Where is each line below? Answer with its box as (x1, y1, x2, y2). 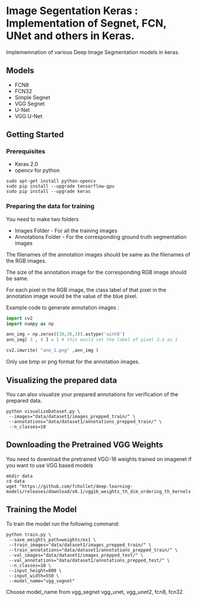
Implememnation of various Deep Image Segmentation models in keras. (6, 48, 180, 55)
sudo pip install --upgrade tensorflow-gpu (6, 184, 115, 190)
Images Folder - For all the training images (14, 227, 118, 234)
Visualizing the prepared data (6, 375, 117, 385)
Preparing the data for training (6, 202, 95, 210)
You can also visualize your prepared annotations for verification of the (6, 390, 179, 398)
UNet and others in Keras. (6, 29, 135, 42)
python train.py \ (6, 532, 51, 537)
